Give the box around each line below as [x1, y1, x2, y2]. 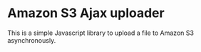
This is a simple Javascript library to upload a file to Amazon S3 [7, 28, 195, 37]
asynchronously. [7, 36, 56, 44]
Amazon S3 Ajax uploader [7, 5, 165, 21]
